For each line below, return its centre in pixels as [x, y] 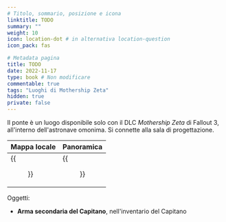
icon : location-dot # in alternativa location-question [89, 39]
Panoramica [82, 147]
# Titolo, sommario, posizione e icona [64, 13]
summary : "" [24, 26]
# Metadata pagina [33, 58]
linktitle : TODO [30, 20]
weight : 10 [23, 33]
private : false [29, 103]
